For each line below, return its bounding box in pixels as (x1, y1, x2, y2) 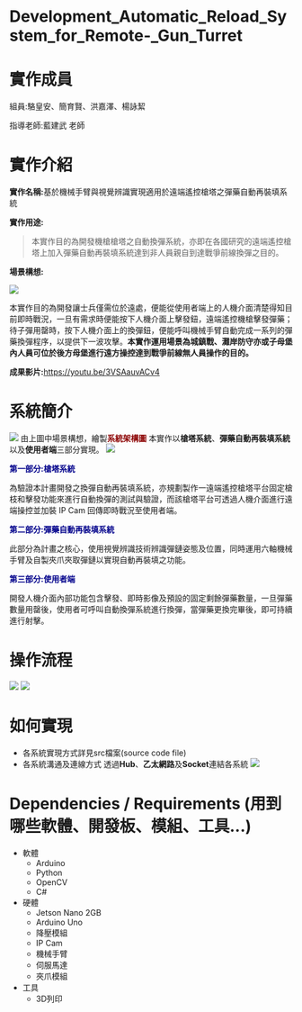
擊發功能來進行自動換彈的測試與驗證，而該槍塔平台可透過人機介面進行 (24, 493, 285, 504)
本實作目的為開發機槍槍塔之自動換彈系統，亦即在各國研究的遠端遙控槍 (31, 236, 292, 247)
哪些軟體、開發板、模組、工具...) (9, 817, 252, 836)
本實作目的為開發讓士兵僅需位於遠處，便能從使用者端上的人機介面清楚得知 (9, 303, 285, 313)
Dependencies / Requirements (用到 (9, 794, 282, 814)
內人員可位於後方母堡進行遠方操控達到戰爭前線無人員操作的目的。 (9, 348, 253, 358)
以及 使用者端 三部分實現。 (9, 444, 104, 455)
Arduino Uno (35, 917, 84, 927)
